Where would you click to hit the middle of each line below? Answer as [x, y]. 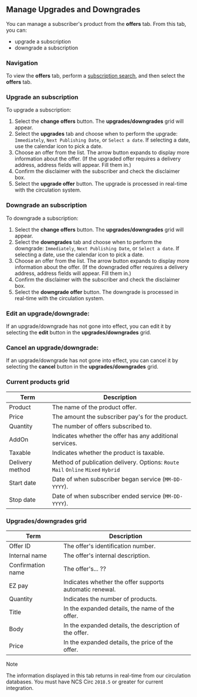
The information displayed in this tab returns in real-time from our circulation [98, 675]
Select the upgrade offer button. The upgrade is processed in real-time [101, 184]
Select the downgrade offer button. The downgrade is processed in [96, 292]
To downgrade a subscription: [42, 218]
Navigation [22, 63]
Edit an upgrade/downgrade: [48, 313]
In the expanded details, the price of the [118, 642]
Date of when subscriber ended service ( [108, 496]
